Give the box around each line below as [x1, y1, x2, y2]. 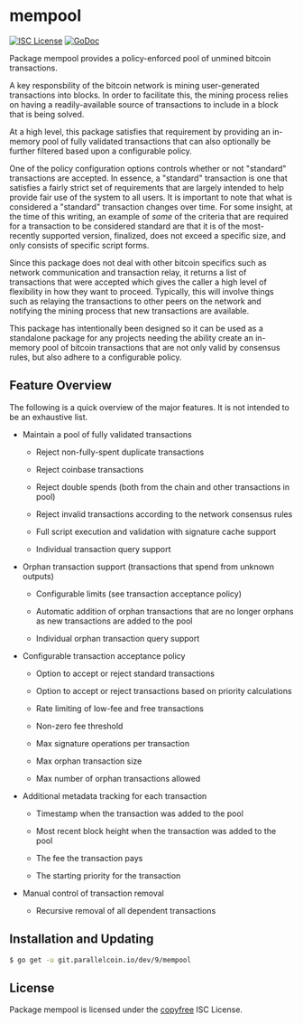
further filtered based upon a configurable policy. [9, 146, 192, 156]
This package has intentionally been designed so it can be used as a [9, 323, 264, 334]
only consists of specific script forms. [9, 240, 150, 250]
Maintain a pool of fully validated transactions [22, 428, 192, 439]
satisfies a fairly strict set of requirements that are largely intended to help [9, 182, 284, 193]
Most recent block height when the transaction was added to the [35, 825, 277, 836]
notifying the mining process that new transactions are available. [9, 305, 250, 316]
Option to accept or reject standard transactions [35, 668, 215, 679]
